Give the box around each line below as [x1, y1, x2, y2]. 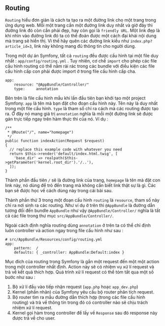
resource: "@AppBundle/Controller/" [14, 82, 90, 87]
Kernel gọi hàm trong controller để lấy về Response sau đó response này [12, 310, 158, 316]
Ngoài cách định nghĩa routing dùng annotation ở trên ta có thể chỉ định [5, 222, 151, 228]
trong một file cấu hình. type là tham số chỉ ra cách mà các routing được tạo [5, 105, 159, 111]
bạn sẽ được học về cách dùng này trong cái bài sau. [5, 187, 113, 193]
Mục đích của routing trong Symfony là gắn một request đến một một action [5, 258, 159, 265]
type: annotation [14, 86, 58, 91]
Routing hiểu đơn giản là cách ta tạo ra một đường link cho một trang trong [5, 17, 156, 23]
